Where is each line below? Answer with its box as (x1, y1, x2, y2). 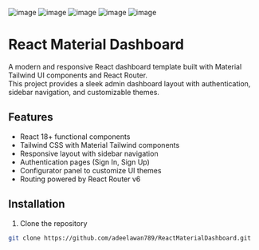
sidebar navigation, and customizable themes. (8, 87, 159, 97)
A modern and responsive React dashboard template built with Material (8, 62, 242, 71)
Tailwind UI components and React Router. (8, 70, 148, 80)
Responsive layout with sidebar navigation (19, 149, 159, 158)
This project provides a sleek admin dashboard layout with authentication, (8, 78, 251, 88)
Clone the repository (19, 218, 88, 228)
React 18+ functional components (19, 132, 131, 141)
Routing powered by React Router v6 (19, 174, 141, 184)
